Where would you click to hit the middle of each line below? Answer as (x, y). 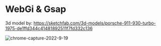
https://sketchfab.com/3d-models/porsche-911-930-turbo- (95, 23)
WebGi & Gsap (36, 9)
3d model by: (19, 23)
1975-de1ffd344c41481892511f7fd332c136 (49, 28)
